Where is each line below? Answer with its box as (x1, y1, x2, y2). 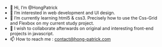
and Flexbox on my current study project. (9, 20, 94, 26)
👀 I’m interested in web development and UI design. (9, 10, 115, 16)
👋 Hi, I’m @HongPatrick (9, 5, 58, 10)
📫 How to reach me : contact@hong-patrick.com (9, 36, 111, 42)
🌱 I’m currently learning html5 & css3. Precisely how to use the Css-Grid (9, 15, 158, 21)
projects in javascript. (9, 31, 54, 36)
